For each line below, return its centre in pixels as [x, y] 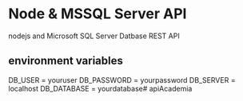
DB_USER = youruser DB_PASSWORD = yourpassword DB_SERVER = [122, 80]
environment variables [66, 61]
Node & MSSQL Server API [98, 14]
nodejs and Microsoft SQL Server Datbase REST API [94, 36]
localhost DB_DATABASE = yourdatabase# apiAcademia [100, 88]
